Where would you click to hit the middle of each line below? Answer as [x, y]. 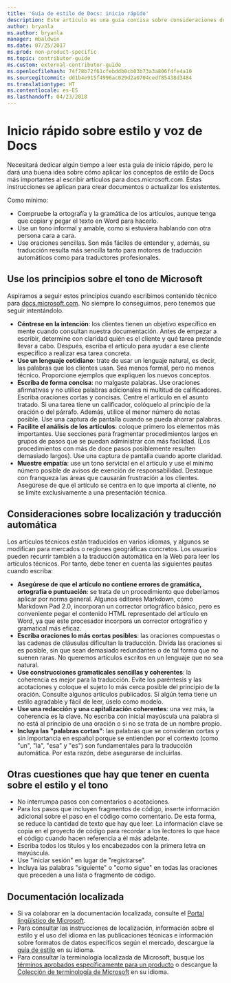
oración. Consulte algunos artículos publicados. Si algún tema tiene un [117, 694]
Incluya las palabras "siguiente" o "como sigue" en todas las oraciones [117, 868]
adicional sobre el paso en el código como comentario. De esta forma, [117, 816]
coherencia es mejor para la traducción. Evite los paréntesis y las [109, 679]
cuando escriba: [30, 570]
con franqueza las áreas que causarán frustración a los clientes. [108, 477]
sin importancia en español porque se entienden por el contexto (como [118, 738]
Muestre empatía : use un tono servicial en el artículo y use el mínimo [115, 463]
